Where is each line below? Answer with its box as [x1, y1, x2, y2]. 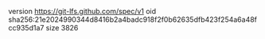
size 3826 [45, 23, 79, 32]
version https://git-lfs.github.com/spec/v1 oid [8, 7, 157, 16]
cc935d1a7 [8, 23, 45, 32]
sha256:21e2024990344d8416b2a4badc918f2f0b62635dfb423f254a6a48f [8, 15, 257, 24]
